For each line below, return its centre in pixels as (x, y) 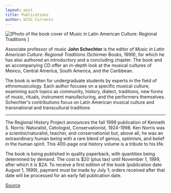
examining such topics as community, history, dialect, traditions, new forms (84, 92)
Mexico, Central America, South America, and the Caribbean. (69, 71)
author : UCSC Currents (29, 19)
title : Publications (27, 15)
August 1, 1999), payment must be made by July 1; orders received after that (85, 170)
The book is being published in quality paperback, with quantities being (80, 154)
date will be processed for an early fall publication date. (64, 176)
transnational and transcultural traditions (48, 108)
